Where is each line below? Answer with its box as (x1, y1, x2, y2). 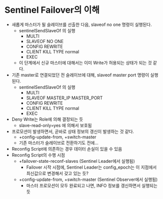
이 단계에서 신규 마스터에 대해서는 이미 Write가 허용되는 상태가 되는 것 (19, 60, 152, 66)
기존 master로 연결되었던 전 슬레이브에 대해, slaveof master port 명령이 (11, 72, 149, 78)
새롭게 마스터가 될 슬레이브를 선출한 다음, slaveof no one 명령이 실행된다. (11, 22, 152, 27)
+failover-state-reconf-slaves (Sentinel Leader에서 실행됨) (19, 158, 135, 164)
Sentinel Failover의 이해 (4, 4, 100, 16)
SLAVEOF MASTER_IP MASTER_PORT (26, 95, 103, 101)
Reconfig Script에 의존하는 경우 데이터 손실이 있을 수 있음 (11, 146, 122, 152)
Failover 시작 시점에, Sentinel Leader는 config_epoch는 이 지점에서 (26, 164, 157, 170)
